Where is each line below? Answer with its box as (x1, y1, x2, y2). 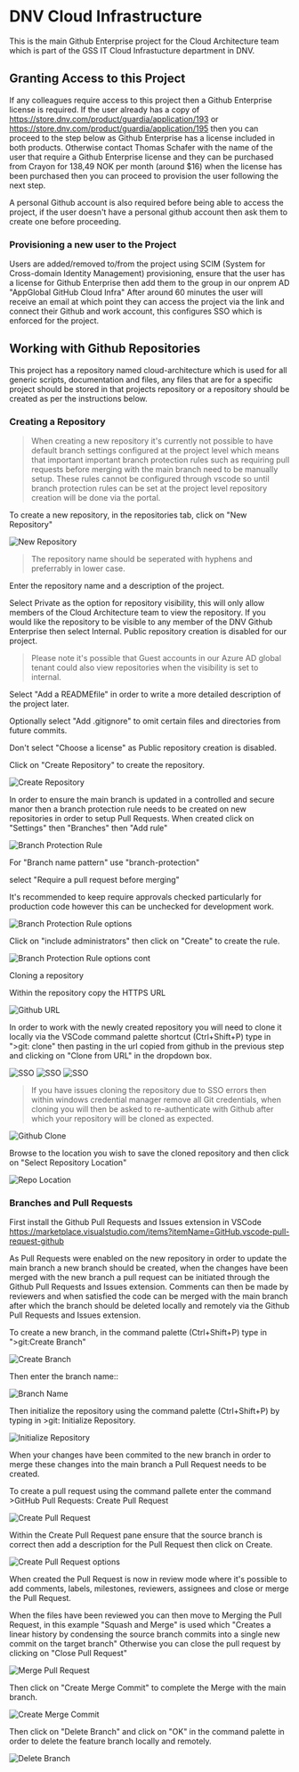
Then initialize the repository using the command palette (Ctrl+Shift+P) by (9, 1406, 280, 1417)
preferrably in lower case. (30, 563, 126, 574)
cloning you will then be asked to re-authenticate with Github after (30, 1104, 274, 1115)
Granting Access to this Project (9, 71, 186, 86)
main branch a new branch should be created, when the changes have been (9, 1262, 289, 1273)
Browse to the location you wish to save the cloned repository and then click (9, 1147, 289, 1159)
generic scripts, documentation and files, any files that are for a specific (9, 374, 273, 385)
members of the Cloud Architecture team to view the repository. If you (9, 608, 267, 618)
